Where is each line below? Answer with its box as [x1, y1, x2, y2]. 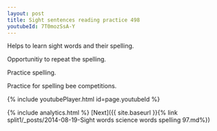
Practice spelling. [7, 68, 56, 77]
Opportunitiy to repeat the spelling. [7, 55, 107, 63]
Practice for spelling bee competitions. [7, 82, 117, 90]
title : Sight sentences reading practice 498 [7, 17, 140, 23]
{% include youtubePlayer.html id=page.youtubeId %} [7, 95, 161, 103]
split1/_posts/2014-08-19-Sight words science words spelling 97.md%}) [7, 116, 210, 124]
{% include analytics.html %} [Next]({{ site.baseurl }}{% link [7, 108, 178, 117]
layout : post [7, 10, 45, 17]
